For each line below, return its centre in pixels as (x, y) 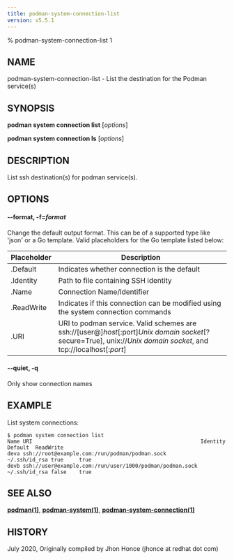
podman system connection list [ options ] (68, 125)
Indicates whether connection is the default (129, 269)
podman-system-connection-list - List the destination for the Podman (107, 79)
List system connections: (43, 422)
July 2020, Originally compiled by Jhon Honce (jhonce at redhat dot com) (113, 549)
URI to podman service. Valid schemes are (127, 323)
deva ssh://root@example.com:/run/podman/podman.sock (87, 454)
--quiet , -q (23, 368)
